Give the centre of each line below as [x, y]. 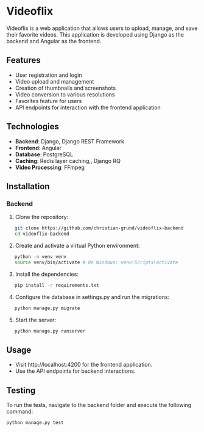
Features [23, 60]
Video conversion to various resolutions [65, 94]
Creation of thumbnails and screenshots [65, 88]
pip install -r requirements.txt [57, 285]
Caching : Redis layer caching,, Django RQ [68, 160]
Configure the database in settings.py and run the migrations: [92, 297]
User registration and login [48, 75]
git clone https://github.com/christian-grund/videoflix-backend [99, 228]
